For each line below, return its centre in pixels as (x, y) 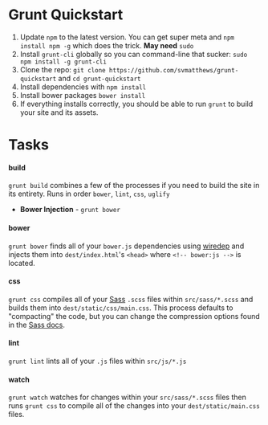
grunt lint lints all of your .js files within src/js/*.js (97, 361)
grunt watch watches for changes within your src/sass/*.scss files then (127, 397)
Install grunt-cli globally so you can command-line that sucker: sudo (134, 54)
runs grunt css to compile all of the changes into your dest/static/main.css (134, 406)
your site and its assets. (59, 112)
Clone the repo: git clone (63, 69)
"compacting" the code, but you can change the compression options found (134, 316)
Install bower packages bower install (83, 95)
